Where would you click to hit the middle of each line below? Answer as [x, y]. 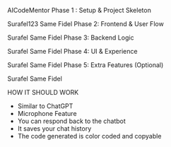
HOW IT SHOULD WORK [43, 92]
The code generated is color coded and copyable [89, 136]
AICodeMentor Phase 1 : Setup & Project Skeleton [79, 10]
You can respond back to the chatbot [71, 121]
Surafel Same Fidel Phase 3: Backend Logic [71, 37]
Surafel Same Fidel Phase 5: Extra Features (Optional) [85, 65]
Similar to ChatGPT [45, 106]
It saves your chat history [54, 129]
